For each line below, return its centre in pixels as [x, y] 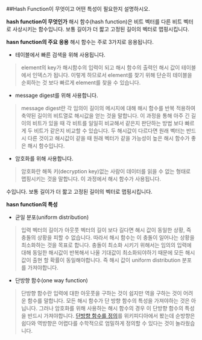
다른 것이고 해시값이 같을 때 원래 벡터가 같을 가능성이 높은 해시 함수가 [109, 138]
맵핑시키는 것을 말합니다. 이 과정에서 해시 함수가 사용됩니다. [91, 179]
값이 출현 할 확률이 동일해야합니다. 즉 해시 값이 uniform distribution [101, 260]
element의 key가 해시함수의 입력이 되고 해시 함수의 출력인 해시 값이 [100, 67]
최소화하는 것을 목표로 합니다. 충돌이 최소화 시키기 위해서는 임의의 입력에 [106, 245]
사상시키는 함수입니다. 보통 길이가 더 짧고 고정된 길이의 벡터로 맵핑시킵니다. [101, 29]
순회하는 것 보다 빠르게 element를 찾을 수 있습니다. [81, 82]
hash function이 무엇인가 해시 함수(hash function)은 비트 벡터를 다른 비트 [94, 22]
